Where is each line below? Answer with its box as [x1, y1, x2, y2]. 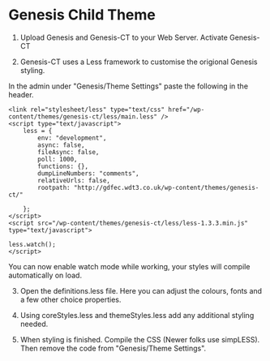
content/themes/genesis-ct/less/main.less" [8, 112, 158, 121]
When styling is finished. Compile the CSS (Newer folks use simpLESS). [19, 334, 260, 344]
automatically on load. [8, 270, 83, 280]
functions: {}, [37, 162, 89, 170]
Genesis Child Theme [8, 6, 156, 24]
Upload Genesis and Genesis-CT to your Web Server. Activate [19, 32, 229, 42]
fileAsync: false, [37, 148, 100, 156]
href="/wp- [167, 105, 205, 114]
